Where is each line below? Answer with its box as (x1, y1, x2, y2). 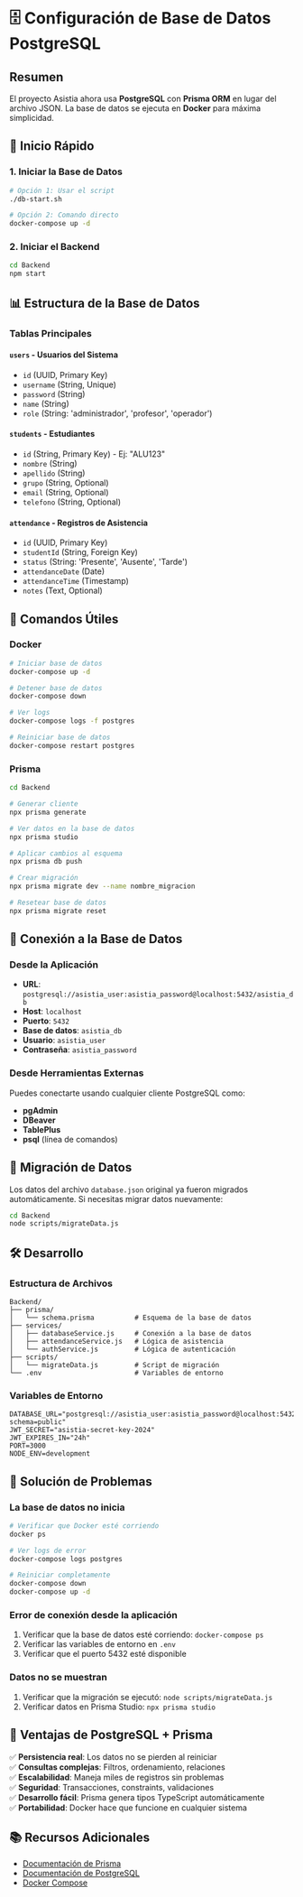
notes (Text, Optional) (22, 585, 104, 597)
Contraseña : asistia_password (22, 1044, 137, 1055)
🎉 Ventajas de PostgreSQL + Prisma (9, 1727, 214, 1743)
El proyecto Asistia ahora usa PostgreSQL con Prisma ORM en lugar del (9, 93, 277, 104)
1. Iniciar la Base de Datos (9, 165, 124, 178)
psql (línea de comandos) (22, 1134, 119, 1144)
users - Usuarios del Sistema (9, 349, 119, 360)
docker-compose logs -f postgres (9, 717, 135, 726)
